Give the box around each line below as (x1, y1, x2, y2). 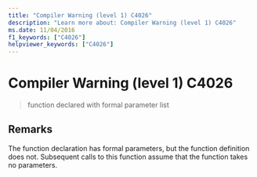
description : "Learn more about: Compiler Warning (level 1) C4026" (8, 19, 237, 27)
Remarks (8, 123, 53, 136)
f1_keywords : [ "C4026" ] (8, 33, 86, 42)
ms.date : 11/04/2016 (8, 26, 76, 34)
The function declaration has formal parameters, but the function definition (8, 143, 250, 153)
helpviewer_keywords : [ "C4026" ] (8, 41, 114, 49)
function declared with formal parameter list (27, 100, 170, 110)
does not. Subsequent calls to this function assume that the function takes (8, 152, 248, 161)
